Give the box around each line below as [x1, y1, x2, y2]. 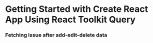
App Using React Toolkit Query [5, 14, 136, 25]
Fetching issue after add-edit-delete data [5, 32, 107, 39]
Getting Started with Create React [5, 3, 148, 15]
